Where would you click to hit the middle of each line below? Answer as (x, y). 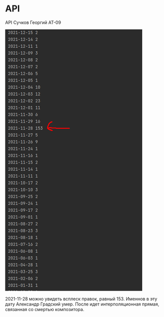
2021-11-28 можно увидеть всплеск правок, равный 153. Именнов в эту (81, 299)
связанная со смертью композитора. (45, 309)
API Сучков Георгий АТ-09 (33, 22)
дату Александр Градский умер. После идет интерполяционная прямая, (82, 304)
